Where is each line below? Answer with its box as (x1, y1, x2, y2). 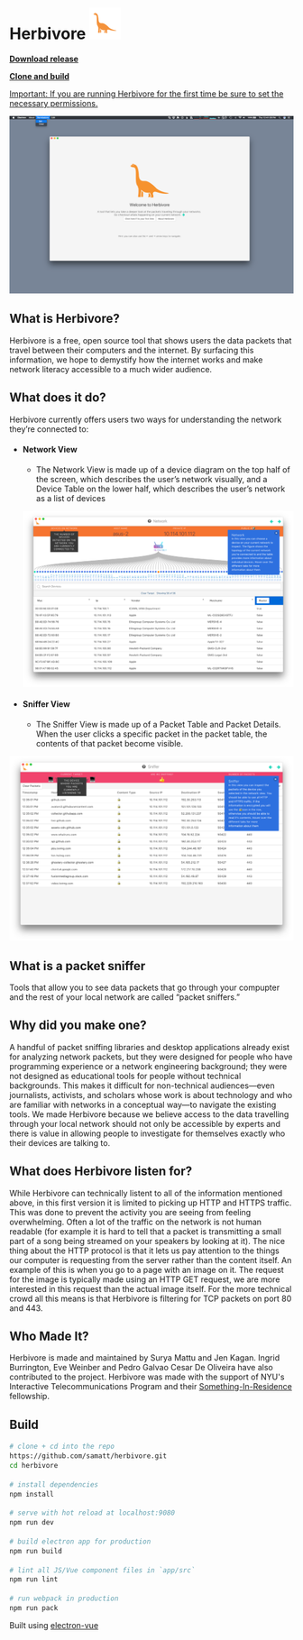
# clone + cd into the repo (9, 1442, 115, 1452)
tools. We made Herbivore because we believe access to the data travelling (9, 1108, 289, 1120)
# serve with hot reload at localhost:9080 (9, 1508, 176, 1517)
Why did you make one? (9, 1018, 147, 1033)
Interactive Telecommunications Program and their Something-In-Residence (9, 1381, 293, 1392)
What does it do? (9, 390, 106, 406)
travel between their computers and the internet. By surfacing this (9, 344, 254, 355)
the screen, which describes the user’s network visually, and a (35, 473, 268, 484)
